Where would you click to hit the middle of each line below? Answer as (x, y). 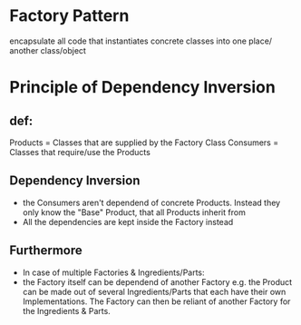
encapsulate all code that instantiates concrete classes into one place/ (141, 41)
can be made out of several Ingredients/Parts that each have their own (154, 291)
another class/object (48, 50)
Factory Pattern (69, 16)
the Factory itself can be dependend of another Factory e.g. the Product (157, 281)
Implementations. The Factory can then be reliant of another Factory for (156, 301)
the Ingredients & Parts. (66, 310)
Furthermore (46, 251)
